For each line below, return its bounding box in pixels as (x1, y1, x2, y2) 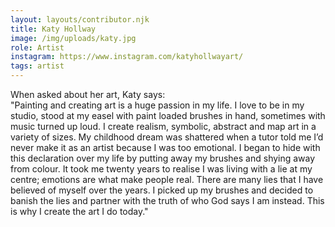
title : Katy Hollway (10, 24, 97, 34)
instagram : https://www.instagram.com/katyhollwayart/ (10, 52, 244, 62)
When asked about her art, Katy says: (10, 89, 166, 100)
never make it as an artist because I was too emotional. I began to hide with (10, 142, 321, 153)
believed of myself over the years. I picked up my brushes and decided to (10, 184, 314, 196)
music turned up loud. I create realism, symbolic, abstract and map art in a (10, 121, 317, 132)
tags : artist (10, 61, 65, 71)
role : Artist (10, 42, 65, 53)
